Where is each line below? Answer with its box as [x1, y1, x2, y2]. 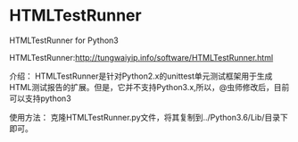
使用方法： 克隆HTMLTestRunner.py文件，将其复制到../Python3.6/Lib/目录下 [9, 112, 288, 122]
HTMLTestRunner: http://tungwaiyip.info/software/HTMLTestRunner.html [9, 52, 274, 63]
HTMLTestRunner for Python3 [9, 35, 119, 46]
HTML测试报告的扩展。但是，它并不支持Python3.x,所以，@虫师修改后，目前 [9, 81, 290, 92]
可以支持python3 [9, 93, 71, 104]
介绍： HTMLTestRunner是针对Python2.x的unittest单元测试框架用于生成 [9, 71, 273, 81]
